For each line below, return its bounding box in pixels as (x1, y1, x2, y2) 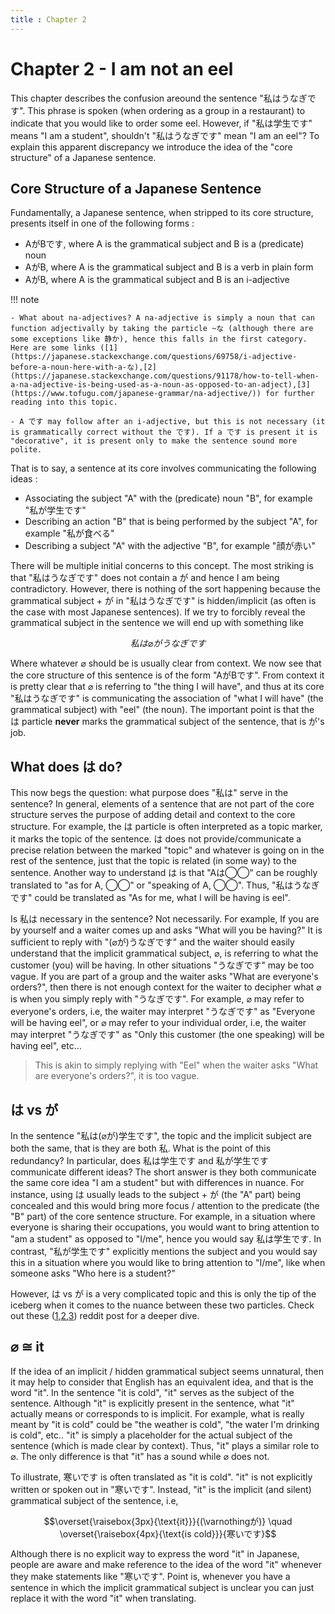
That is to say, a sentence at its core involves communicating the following (10, 462, 317, 475)
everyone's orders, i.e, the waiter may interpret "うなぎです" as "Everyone (10, 1006, 316, 1018)
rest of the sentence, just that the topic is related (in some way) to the (10, 855, 297, 867)
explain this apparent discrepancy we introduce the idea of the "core (10, 141, 293, 153)
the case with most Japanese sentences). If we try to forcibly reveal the (10, 606, 306, 618)
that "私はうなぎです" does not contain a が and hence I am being (10, 572, 280, 584)
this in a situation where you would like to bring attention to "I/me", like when (10, 1257, 326, 1268)
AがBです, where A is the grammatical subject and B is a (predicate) (24, 238, 305, 250)
